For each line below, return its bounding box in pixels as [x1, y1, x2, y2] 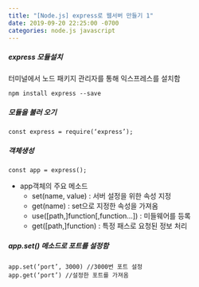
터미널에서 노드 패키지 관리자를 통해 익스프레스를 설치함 [8, 73, 181, 84]
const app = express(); [8, 167, 88, 175]
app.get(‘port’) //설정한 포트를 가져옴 [8, 272, 129, 280]
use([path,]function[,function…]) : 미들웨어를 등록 [31, 211, 191, 221]
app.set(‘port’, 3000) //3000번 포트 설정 [8, 263, 143, 271]
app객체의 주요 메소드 [19, 181, 88, 191]
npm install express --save [8, 89, 102, 98]
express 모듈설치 [8, 52, 64, 61]
